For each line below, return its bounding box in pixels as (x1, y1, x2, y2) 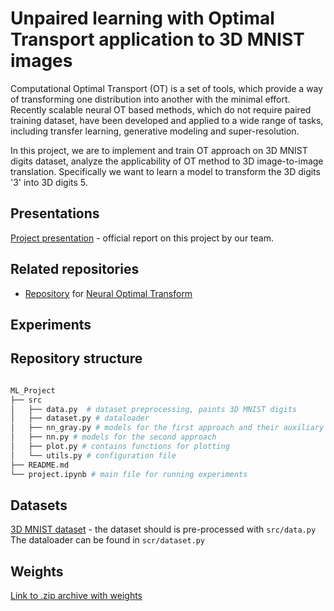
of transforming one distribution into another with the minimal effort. (10, 93, 291, 105)
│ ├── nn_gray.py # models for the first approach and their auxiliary (10, 423, 325, 433)
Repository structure (10, 350, 143, 367)
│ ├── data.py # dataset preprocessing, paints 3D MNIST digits (10, 404, 298, 414)
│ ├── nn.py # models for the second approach (10, 432, 217, 442)
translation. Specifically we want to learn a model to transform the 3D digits (10, 165, 321, 177)
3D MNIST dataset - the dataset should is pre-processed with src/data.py (10, 523, 317, 536)
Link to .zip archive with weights (10, 590, 143, 602)
